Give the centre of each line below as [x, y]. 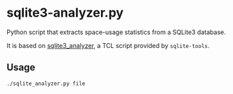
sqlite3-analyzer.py [65, 13]
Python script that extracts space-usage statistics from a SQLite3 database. [116, 32]
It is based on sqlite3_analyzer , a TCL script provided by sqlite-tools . [108, 45]
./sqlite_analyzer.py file [46, 84]
